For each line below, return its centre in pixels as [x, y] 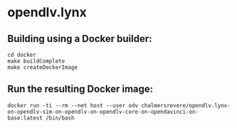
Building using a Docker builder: [80, 39]
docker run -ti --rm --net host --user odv [73, 105]
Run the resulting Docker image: [80, 89]
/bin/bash [60, 118]
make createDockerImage [43, 68]
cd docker [22, 55]
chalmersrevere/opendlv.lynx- [186, 105]
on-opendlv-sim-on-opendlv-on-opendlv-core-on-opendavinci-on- [103, 112]
